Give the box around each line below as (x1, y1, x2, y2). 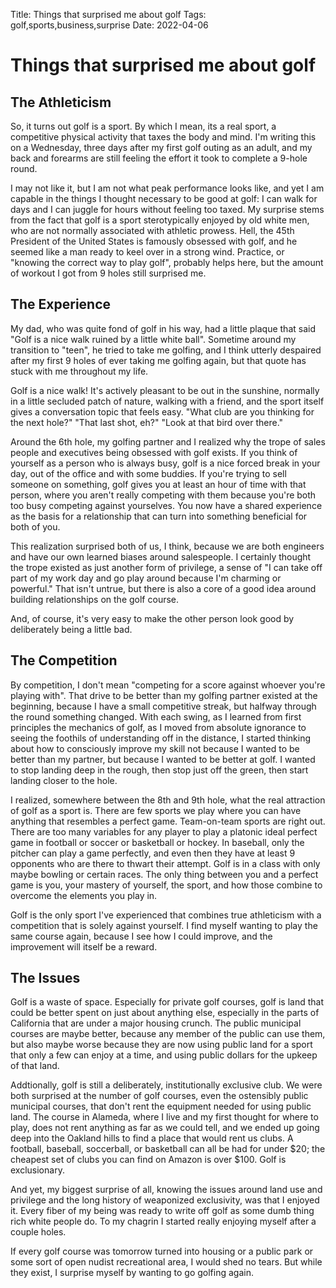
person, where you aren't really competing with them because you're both (10, 489, 317, 501)
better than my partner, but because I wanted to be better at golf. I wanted (10, 753, 316, 765)
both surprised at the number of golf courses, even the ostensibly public (10, 1090, 309, 1102)
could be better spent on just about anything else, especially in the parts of (10, 1007, 320, 1019)
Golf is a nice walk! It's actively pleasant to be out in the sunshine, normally (10, 384, 320, 396)
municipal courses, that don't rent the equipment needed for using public (10, 1100, 312, 1113)
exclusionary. (10, 1164, 65, 1176)
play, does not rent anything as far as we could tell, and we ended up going (10, 1122, 320, 1134)
